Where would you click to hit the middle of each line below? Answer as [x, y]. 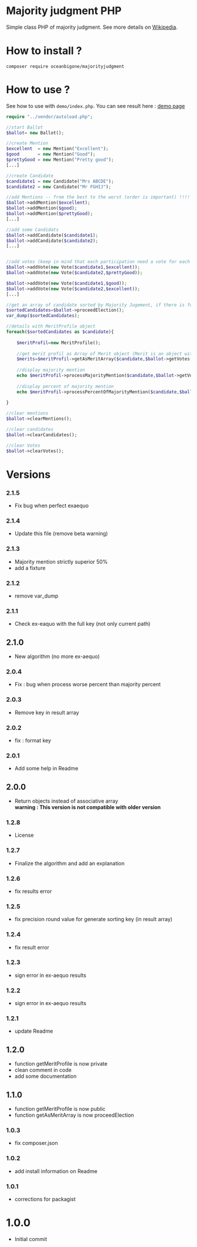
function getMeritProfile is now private [61, 1064]
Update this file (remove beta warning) [61, 534]
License [24, 835]
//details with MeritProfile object [51, 326]
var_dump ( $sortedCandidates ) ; [43, 316]
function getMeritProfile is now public [60, 1109]
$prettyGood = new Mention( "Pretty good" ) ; [60, 160]
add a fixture [30, 568]
